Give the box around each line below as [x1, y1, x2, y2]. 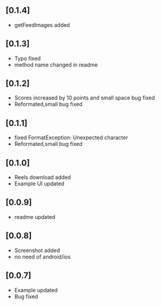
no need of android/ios [14, 253, 71, 260]
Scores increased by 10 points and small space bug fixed [14, 94, 155, 101]
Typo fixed [14, 55, 41, 62]
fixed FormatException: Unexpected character [14, 134, 128, 141]
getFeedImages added [14, 21, 70, 28]
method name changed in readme [14, 61, 98, 68]
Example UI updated [14, 180, 65, 187]
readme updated [14, 213, 56, 220]
